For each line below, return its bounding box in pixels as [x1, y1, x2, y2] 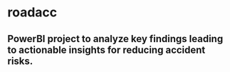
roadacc [7, 4, 58, 21]
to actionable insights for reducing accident [7, 43, 206, 56]
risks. [7, 55, 33, 67]
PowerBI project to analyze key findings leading [7, 33, 224, 45]
